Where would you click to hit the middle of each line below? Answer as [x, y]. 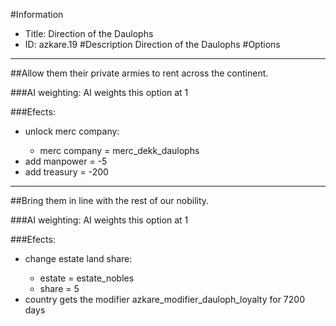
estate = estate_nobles [87, 278]
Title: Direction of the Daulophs [89, 33]
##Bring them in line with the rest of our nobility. [110, 200]
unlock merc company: [72, 131]
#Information [37, 14]
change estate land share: [78, 258]
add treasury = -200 [66, 172]
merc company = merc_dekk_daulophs [119, 150]
